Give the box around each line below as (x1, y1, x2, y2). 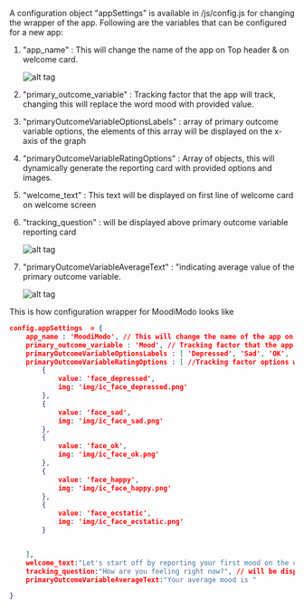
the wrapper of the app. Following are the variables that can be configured (9, 17, 287, 28)
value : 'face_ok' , (57, 442, 128, 451)
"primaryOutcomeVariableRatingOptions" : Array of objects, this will (22, 153, 275, 164)
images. (22, 172, 52, 183)
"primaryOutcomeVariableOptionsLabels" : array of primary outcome (22, 117, 279, 127)
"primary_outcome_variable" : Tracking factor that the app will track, (22, 90, 276, 100)
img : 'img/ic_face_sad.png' (57, 416, 165, 425)
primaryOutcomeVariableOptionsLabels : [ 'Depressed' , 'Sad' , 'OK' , (25, 348, 290, 358)
